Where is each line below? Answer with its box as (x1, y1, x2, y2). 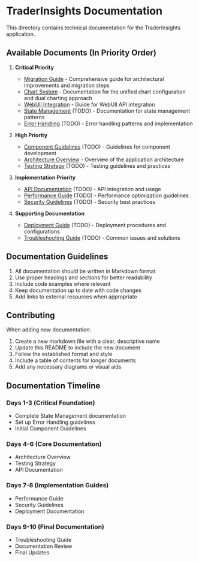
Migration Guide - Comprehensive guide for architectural (23, 75, 164, 82)
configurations (23, 228, 60, 235)
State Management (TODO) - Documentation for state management (23, 107, 191, 114)
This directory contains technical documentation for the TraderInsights (6, 24, 181, 31)
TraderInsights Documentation (6, 4, 163, 18)
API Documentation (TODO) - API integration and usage (23, 185, 161, 192)
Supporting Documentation (14, 210, 85, 217)
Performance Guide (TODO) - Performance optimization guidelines (23, 192, 189, 199)
